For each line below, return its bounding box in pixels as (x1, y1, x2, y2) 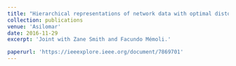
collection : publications (7, 17, 83, 24)
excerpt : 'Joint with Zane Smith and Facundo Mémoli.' (7, 36, 171, 43)
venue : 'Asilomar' (7, 23, 61, 30)
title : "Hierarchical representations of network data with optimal (7, 10, 212, 17)
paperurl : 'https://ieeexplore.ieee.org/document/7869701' (7, 49, 184, 56)
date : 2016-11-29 (7, 29, 58, 37)
